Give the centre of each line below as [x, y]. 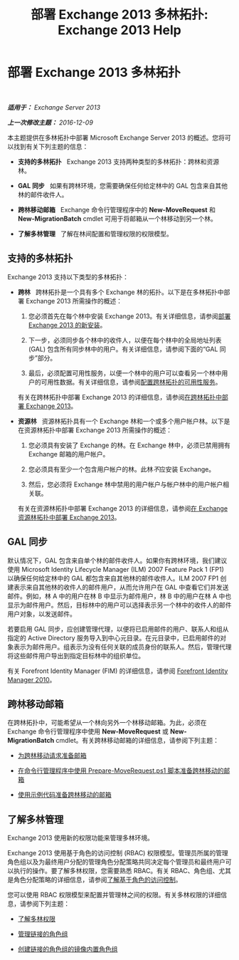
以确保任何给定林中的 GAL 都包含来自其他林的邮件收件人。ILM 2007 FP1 [113, 578]
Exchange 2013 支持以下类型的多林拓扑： [68, 277]
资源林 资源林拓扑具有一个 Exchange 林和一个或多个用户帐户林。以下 [121, 421]
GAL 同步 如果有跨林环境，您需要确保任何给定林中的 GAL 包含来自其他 [122, 185]
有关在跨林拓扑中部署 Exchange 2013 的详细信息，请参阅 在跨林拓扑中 [120, 397]
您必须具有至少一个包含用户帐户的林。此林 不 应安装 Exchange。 [122, 469]
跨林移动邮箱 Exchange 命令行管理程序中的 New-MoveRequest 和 [116, 209]
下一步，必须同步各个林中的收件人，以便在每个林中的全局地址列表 [125, 340]
